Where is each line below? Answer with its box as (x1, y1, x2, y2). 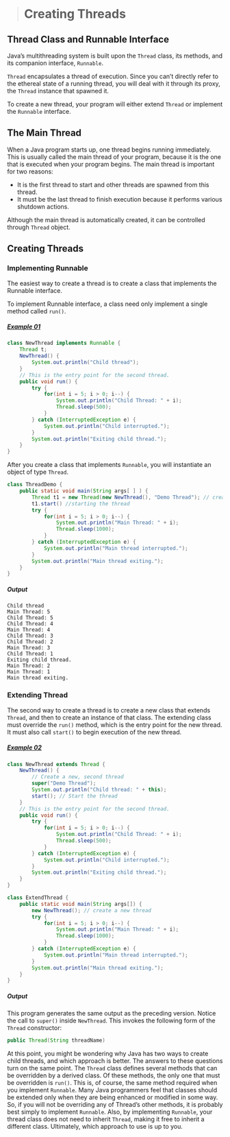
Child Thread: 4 (7, 621, 53, 627)
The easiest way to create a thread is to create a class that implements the (7, 279, 217, 287)
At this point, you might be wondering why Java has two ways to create (7, 1049, 209, 1058)
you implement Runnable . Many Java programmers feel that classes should (7, 1086, 218, 1094)
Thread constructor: (7, 1024, 62, 1032)
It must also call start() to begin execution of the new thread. (7, 728, 182, 736)
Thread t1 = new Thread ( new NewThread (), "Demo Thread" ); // (31, 494, 210, 501)
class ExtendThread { (7, 894, 69, 901)
